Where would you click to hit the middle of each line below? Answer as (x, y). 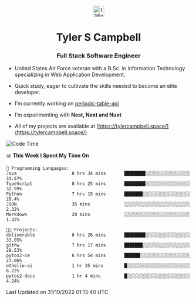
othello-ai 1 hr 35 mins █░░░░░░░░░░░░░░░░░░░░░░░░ (98, 266)
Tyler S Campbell (99, 37)
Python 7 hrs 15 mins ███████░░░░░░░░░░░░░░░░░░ (98, 194)
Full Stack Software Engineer (99, 56)
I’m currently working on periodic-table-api (67, 104)
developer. (27, 92)
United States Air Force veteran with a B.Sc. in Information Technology (100, 69)
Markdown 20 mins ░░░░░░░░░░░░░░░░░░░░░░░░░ (98, 215)
